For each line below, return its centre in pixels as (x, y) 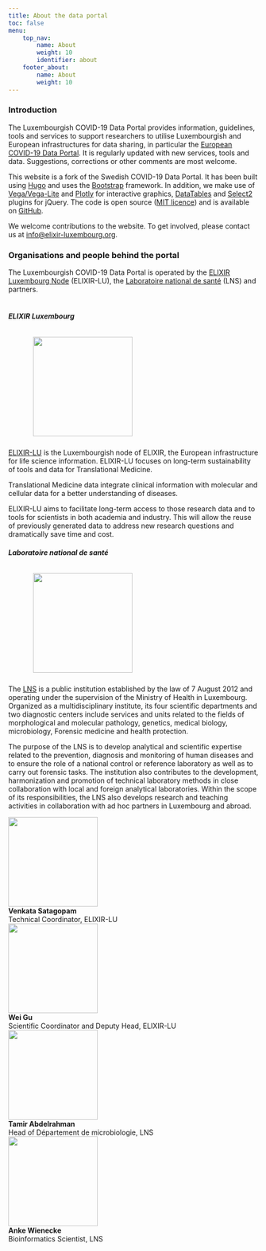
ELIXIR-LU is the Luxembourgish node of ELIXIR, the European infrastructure (133, 453)
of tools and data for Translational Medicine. (81, 470)
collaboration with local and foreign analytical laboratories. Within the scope (133, 789)
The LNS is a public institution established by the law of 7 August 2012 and (130, 689)
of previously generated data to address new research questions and (121, 526)
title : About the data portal (58, 16)
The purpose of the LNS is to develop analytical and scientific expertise (125, 747)
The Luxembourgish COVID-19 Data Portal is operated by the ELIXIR (119, 272)
